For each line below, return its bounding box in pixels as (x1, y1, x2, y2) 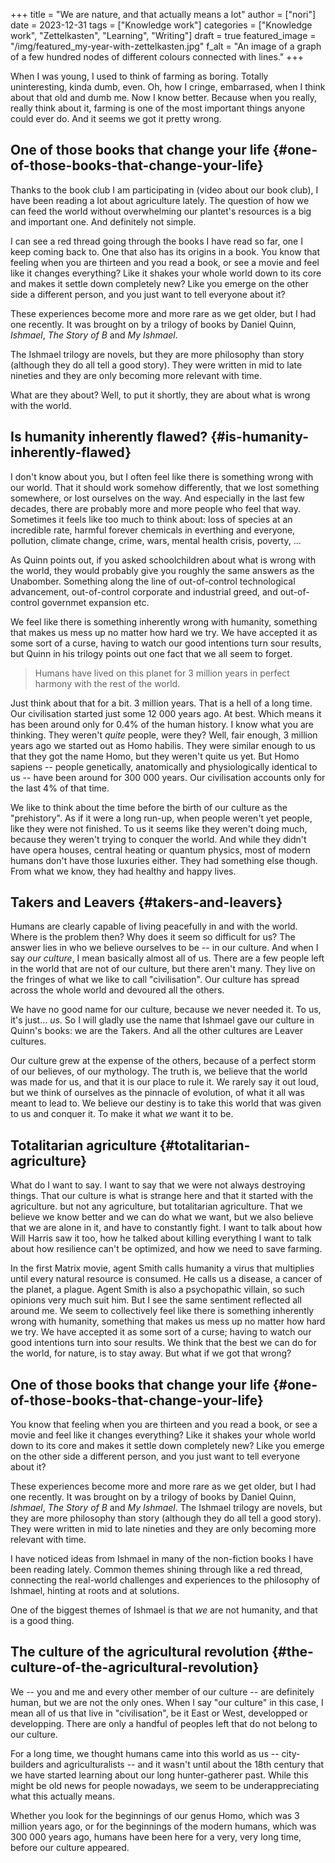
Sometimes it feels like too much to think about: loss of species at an (10, 513, 293, 525)
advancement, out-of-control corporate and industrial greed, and (10, 585, 278, 598)
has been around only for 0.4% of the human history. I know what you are (10, 718, 315, 730)
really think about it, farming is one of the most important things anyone (10, 102, 306, 114)
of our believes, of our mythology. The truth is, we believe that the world (10, 1065, 308, 1078)
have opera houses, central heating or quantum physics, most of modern (10, 844, 311, 856)
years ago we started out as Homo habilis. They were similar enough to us (10, 739, 316, 751)
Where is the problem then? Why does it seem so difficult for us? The (10, 931, 296, 943)
